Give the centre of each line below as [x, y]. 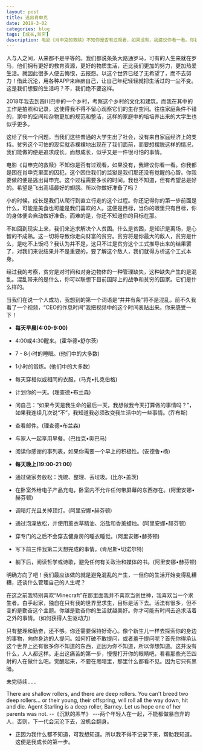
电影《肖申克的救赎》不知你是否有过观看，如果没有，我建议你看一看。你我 [99, 165]
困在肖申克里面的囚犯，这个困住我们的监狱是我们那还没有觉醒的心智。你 [101, 172]
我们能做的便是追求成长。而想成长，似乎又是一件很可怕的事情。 [85, 152]
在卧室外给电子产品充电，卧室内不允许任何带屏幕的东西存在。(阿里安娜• [105, 490]
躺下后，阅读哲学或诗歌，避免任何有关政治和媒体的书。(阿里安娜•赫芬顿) [106, 562]
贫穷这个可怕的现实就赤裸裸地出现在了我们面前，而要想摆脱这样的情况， [107, 144]
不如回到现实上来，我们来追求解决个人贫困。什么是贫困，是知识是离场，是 [99, 229]
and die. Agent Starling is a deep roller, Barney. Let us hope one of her [94, 706]
